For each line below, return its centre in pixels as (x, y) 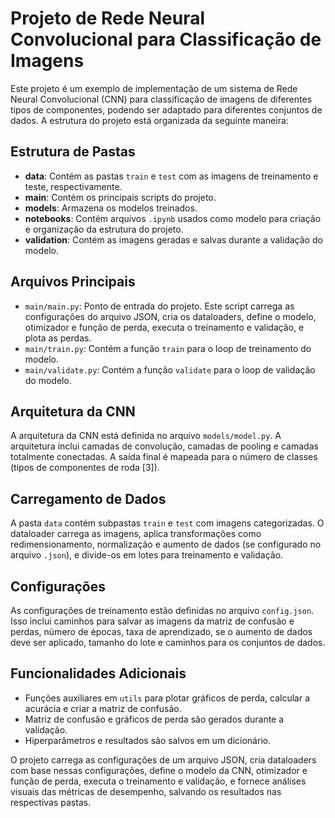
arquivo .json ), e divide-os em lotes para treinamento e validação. (147, 555)
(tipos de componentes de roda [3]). (85, 468)
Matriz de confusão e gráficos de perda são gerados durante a (154, 719)
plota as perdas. (58, 338)
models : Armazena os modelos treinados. (111, 208)
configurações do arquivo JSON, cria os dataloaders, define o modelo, (170, 316)
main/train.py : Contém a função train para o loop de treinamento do (168, 348)
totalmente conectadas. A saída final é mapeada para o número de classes (164, 457)
